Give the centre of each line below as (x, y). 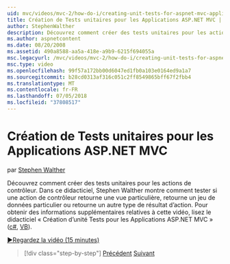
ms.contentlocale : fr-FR (42, 90)
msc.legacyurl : (29, 58)
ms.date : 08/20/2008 (37, 45)
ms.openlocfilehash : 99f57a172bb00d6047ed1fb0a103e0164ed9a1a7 (99, 70)
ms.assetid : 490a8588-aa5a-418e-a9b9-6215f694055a (81, 52)
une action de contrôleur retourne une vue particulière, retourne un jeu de (111, 197)
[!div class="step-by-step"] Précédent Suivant (89, 253)
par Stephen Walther (36, 170)
